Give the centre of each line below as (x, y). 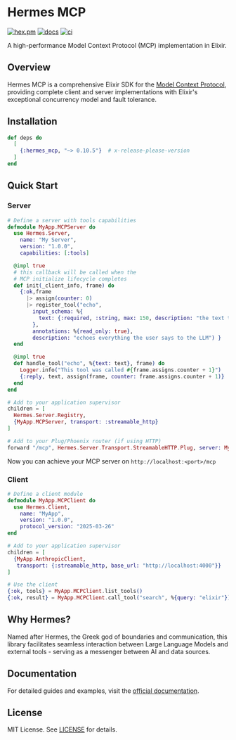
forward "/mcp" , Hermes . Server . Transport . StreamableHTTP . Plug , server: (114, 447)
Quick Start (33, 186)
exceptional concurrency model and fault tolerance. (82, 99)
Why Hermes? (39, 620)
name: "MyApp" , (42, 513)
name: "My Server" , (48, 240)
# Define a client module (45, 494)
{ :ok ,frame (36, 292)
